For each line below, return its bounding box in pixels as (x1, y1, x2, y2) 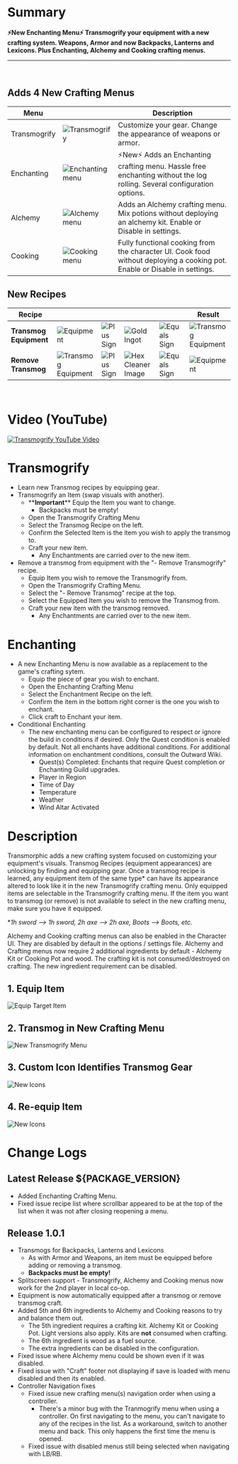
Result (197, 310, 220, 319)
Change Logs (7, 1145, 87, 1161)
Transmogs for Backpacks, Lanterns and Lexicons (17, 1246, 164, 1255)
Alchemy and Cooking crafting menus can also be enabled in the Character (7, 932, 227, 941)
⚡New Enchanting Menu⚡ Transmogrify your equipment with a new (7, 28, 210, 36)
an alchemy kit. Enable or (118, 217, 202, 227)
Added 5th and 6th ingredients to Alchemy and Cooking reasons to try (17, 1306, 223, 1315)
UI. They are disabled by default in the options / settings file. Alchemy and (7, 939, 223, 948)
